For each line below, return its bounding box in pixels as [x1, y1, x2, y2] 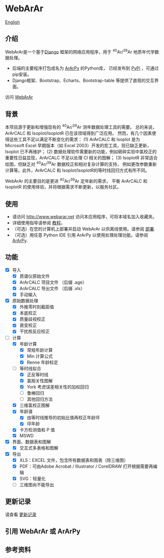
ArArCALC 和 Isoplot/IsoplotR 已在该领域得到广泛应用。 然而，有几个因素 [5, 130, 152, 136]
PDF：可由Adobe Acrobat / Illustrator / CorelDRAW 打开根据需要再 [19, 463, 153, 469]
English [5, 19, 20, 25]
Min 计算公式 [26, 353, 53, 359]
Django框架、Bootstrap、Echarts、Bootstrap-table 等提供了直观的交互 [12, 78, 155, 83]
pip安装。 [12, 72, 32, 78]
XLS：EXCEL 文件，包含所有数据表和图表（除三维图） [19, 457, 129, 463]
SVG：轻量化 [19, 476, 46, 481]
